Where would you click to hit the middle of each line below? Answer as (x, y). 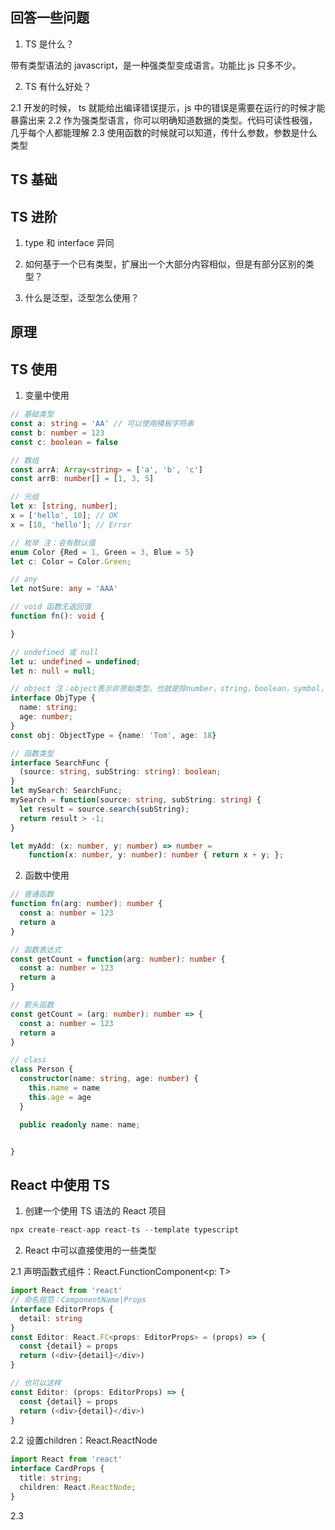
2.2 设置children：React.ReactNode (84, 1440)
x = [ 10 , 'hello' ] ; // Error (71, 524)
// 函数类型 (32, 753)
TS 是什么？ (49, 44)
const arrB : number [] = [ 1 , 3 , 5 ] (82, 479)
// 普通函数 (32, 894)
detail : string (51, 1318)
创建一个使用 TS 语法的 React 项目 (95, 1211)
